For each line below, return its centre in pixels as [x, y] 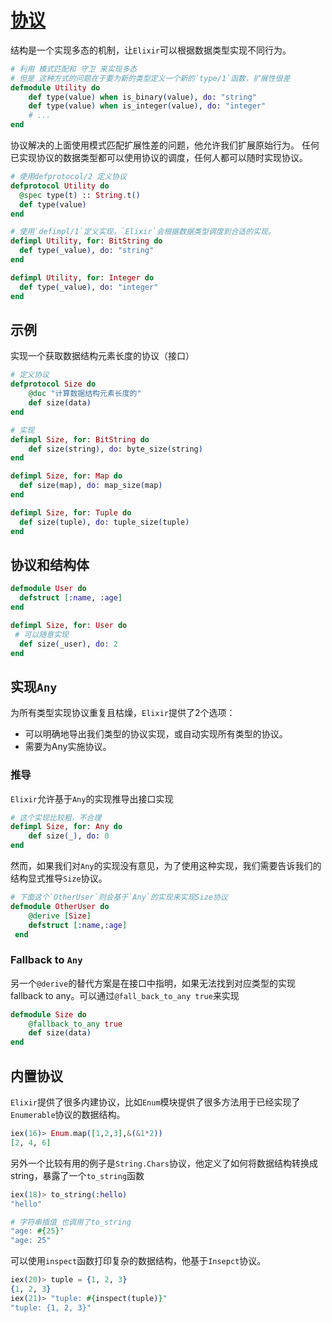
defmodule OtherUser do [60, 906]
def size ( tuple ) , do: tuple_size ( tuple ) [104, 522]
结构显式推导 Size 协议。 [59, 878]
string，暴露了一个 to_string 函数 [77, 1175]
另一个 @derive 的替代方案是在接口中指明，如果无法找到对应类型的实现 [153, 983]
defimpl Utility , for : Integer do [82, 277]
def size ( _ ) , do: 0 [69, 836]
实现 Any [34, 686]
